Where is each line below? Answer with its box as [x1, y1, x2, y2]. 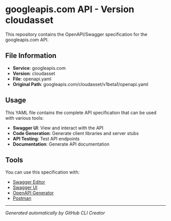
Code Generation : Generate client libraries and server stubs [12, 130, 139, 136]
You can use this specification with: [5, 169, 80, 175]
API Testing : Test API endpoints [12, 135, 80, 142]
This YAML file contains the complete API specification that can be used [5, 109, 157, 116]
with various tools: [5, 115, 44, 121]
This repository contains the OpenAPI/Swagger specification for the [5, 31, 148, 37]
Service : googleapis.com [12, 65, 66, 71]
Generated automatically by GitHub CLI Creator [5, 210, 105, 216]
